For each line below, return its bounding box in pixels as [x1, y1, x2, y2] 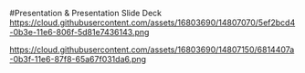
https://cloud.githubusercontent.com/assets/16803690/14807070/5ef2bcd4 [9, 17, 296, 28]
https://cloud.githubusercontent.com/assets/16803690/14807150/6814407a [9, 44, 295, 55]
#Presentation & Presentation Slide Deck [9, 8, 163, 18]
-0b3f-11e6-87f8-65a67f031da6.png [9, 54, 147, 64]
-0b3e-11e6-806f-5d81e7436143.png [9, 27, 150, 37]
